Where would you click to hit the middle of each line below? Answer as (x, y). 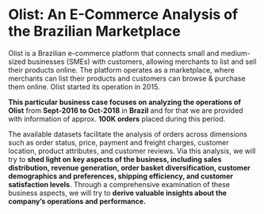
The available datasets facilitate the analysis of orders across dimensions (128, 134)
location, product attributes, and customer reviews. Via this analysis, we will (132, 151)
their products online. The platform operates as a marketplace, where (122, 69)
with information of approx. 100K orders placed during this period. (117, 118)
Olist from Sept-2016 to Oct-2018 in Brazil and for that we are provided (126, 110)
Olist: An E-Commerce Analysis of (123, 15)
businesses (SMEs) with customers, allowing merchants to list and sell (142, 62)
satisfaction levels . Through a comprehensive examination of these (119, 184)
